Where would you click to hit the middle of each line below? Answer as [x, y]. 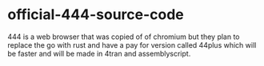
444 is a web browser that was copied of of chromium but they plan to [124, 37]
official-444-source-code [96, 15]
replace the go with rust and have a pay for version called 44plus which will [132, 45]
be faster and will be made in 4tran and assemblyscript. [99, 53]
